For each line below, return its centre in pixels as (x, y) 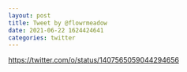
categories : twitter (42, 38)
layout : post (30, 15)
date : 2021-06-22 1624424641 (56, 30)
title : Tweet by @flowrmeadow (58, 23)
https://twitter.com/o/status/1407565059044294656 (94, 60)
